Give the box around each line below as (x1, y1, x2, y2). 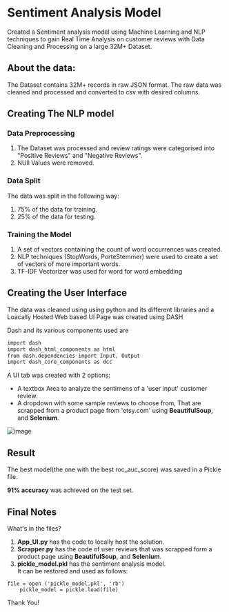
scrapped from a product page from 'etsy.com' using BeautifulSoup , (17, 407, 214, 415)
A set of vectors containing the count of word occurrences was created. (17, 245, 223, 254)
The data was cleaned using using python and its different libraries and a (7, 305, 215, 314)
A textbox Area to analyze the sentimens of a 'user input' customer (17, 385, 208, 393)
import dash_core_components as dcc (7, 358, 112, 366)
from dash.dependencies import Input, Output (7, 352, 140, 359)
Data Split (7, 176, 41, 185)
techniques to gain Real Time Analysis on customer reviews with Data (7, 34, 205, 43)
